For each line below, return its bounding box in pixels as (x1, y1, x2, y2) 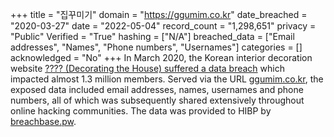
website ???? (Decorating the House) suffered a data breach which (10, 63, 285, 74)
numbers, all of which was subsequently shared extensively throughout (10, 94, 305, 106)
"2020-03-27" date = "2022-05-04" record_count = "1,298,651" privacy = (10, 20, 317, 32)
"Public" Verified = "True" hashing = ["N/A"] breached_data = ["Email (10, 31, 295, 42)
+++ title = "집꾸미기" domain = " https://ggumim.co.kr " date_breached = (10, 9, 308, 20)
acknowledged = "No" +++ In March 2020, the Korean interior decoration (10, 52, 313, 63)
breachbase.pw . (10, 116, 77, 127)
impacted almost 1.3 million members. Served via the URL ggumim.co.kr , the (10, 73, 324, 85)
